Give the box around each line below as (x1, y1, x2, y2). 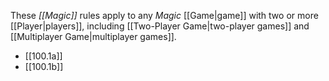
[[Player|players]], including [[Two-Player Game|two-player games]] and (10, 20, 310, 32)
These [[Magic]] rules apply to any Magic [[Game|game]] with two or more (10, 10, 319, 21)
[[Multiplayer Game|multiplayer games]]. (10, 31, 177, 42)
